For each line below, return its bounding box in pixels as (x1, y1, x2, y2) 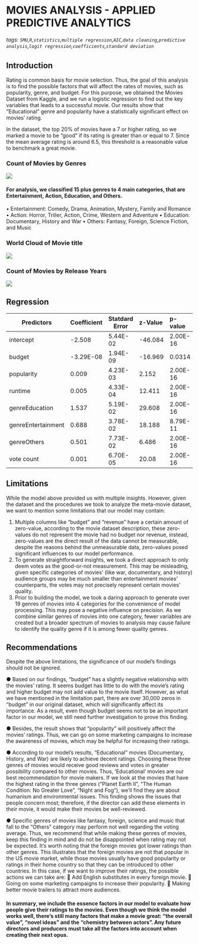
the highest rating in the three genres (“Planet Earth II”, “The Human (6, 781, 172, 788)
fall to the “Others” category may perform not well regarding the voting (6, 823, 179, 830)
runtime (9, 386, 31, 395)
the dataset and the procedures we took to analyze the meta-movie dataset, (6, 501, 192, 508)
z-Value (139, 318, 163, 326)
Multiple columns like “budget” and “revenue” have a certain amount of (14, 518, 188, 526)
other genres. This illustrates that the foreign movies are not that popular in (6, 849, 189, 856)
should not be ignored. (6, 664, 62, 672)
